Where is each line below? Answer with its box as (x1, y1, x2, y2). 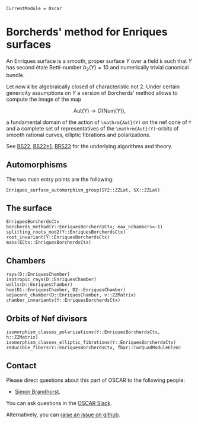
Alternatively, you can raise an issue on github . (6, 411, 120, 418)
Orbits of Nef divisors (6, 313, 88, 323)
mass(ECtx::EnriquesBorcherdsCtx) (6, 240, 92, 246)
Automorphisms (6, 160, 68, 170)
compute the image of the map (6, 95, 82, 103)
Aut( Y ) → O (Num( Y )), (73, 107, 126, 114)
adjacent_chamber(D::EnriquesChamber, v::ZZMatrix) (6, 292, 136, 298)
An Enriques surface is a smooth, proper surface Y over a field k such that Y (6, 57, 192, 65)
